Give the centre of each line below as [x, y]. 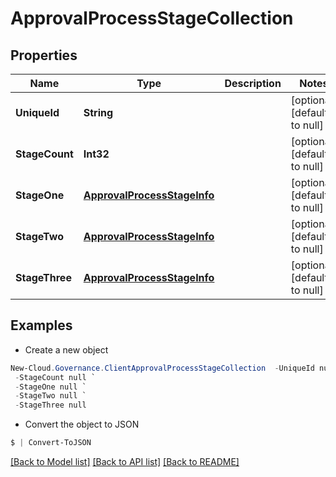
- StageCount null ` [55, 377]
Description [253, 83]
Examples [41, 325]
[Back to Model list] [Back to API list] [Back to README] [125, 462]
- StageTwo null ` [50, 396]
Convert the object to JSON [82, 424]
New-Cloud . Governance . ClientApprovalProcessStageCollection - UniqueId [162, 368]
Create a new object [66, 349]
